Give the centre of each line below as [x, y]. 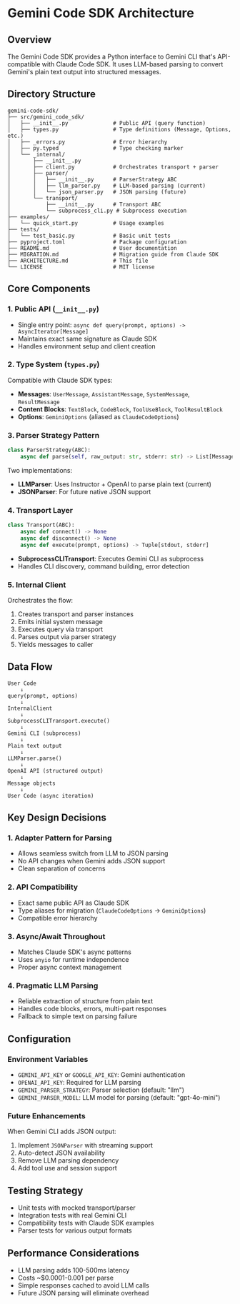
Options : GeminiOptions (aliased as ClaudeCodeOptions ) [99, 416]
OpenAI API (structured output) [55, 771]
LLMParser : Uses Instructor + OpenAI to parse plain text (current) [115, 484]
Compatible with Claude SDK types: [60, 380]
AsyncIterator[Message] [53, 331]
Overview [30, 40]
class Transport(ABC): [41, 525]
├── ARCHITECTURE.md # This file [78, 261]
